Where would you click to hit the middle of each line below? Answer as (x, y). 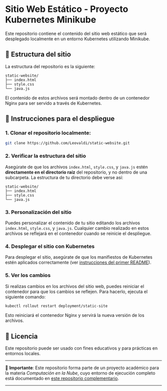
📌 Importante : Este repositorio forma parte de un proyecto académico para (82, 368)
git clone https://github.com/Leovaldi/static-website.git (68, 143)
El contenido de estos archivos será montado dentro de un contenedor (78, 98)
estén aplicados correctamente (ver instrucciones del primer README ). (78, 263)
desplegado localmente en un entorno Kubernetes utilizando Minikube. (78, 39)
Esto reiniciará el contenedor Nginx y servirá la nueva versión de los (75, 315)
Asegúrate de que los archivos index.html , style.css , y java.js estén (77, 167)
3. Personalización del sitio (39, 212)
